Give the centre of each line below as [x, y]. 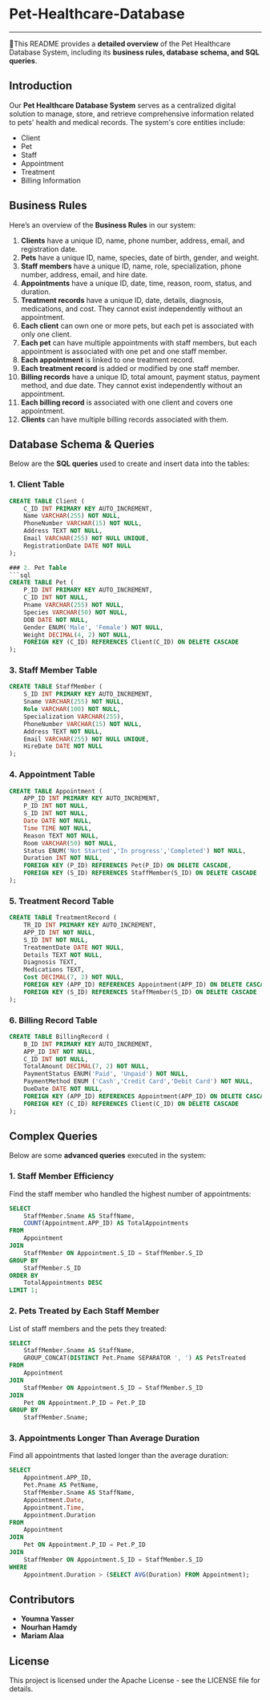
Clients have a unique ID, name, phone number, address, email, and [133, 240]
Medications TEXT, [54, 970]
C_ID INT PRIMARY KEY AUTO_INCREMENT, [88, 509]
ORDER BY [24, 1275]
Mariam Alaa [42, 1636]
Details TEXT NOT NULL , [63, 955]
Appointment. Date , [54, 1500]
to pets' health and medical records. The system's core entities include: [127, 122]
